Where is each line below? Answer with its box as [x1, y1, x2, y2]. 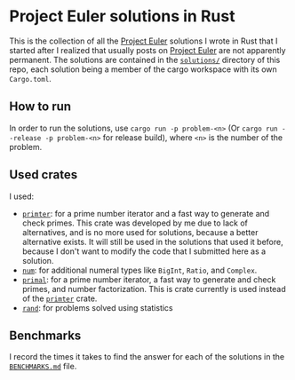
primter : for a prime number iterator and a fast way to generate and [21, 208, 270, 218]
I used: [9, 191, 35, 202]
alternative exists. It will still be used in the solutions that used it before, [21, 236, 283, 247]
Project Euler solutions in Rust [9, 6, 235, 27]
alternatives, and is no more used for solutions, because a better [21, 226, 259, 237]
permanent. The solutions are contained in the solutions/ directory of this [9, 54, 281, 65]
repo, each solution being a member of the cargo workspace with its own [9, 64, 277, 75]
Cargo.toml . [9, 73, 52, 83]
